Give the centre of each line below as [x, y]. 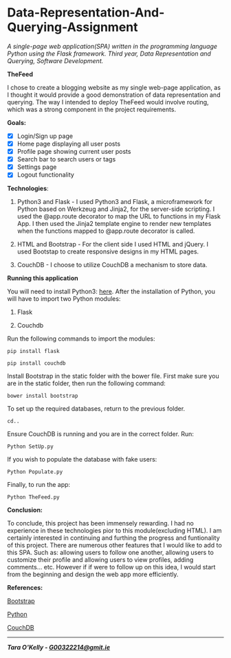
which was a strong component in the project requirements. [92, 109]
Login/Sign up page [45, 136]
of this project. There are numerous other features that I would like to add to [114, 545]
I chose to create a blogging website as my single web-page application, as [114, 87]
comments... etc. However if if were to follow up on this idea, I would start [111, 567]
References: [25, 588]
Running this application [43, 278]
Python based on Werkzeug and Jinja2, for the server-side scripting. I [116, 209]
